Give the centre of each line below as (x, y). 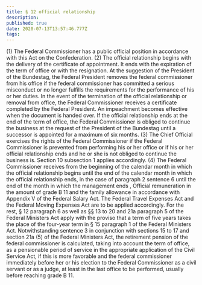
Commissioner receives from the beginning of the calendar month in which (99, 167)
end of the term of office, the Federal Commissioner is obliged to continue (98, 122)
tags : (13, 34)
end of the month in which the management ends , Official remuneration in (99, 186)
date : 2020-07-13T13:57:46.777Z (47, 29)
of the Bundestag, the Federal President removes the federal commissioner (99, 77)
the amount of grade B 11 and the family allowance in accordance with (93, 192)
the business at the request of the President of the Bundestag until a (91, 128)
